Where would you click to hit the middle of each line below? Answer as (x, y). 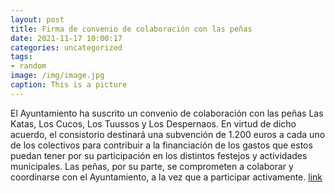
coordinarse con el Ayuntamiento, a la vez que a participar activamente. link (166, 177)
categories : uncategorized (66, 47)
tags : (21, 57)
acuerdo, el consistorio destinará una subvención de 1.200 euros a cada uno (168, 134)
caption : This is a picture (69, 85)
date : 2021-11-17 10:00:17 (66, 38)
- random (28, 66)
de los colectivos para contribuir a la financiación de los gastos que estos (161, 145)
